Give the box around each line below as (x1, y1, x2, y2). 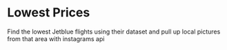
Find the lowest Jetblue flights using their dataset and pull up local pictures (7, 27, 221, 36)
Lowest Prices (7, 5, 90, 21)
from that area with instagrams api (7, 34, 105, 42)
